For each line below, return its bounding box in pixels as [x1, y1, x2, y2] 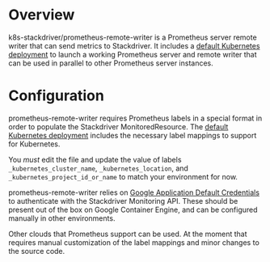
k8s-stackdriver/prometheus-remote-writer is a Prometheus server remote [8, 32, 257, 42]
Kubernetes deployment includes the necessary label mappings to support [8, 130, 257, 140]
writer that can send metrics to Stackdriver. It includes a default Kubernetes [8, 40, 260, 50]
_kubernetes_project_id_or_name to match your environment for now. [8, 171, 238, 181]
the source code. [8, 246, 65, 256]
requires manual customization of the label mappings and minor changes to [8, 237, 260, 247]
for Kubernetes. [8, 139, 61, 149]
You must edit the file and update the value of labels [8, 154, 182, 164]
